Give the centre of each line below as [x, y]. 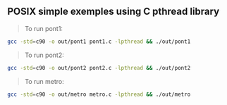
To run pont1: [44, 28]
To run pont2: [44, 55]
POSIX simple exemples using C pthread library [114, 12]
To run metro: [44, 81]
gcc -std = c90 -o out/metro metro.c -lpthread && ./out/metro [99, 94]
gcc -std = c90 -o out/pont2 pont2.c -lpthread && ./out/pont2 [99, 68]
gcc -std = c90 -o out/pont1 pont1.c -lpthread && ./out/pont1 [99, 42]
